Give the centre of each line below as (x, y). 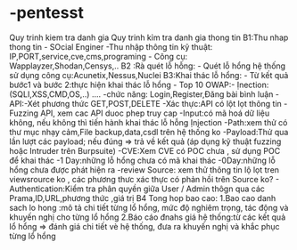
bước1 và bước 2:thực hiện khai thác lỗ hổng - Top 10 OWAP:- (122, 85)
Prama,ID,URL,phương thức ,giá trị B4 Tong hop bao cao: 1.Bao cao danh (143, 198)
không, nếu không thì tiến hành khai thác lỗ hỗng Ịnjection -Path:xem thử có (148, 122)
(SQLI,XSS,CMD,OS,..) (49, 94)
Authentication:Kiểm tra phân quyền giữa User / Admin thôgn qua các (137, 189)
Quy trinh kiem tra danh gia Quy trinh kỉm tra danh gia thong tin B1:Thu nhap (149, 37)
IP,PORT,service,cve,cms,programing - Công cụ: (99, 56)
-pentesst (47, 13)
